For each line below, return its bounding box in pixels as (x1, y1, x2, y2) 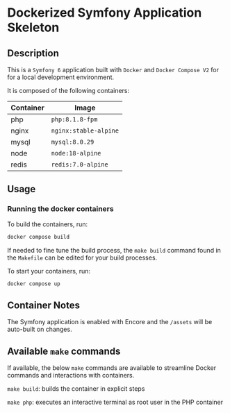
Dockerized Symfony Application (7, 5, 202, 21)
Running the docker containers (7, 204, 114, 214)
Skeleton (7, 19, 60, 35)
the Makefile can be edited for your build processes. (7, 253, 158, 262)
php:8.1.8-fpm (51, 116, 98, 123)
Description (7, 47, 59, 59)
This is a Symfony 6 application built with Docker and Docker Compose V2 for (7, 66, 219, 74)
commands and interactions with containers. (7, 371, 135, 380)
